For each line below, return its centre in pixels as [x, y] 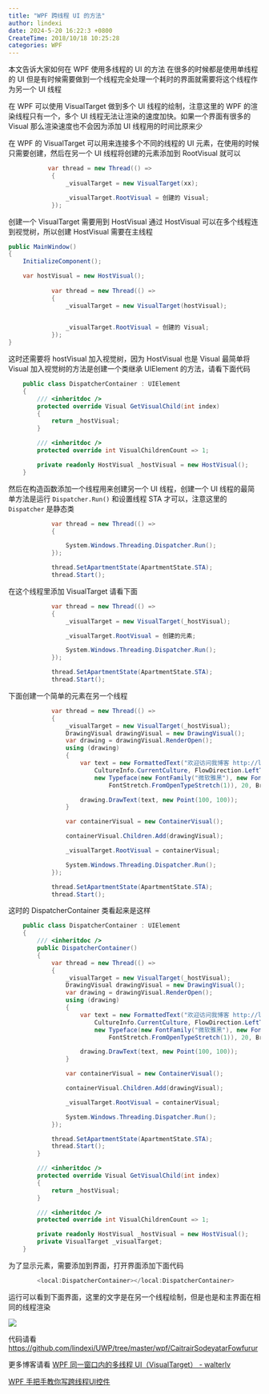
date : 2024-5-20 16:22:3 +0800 [60, 30]
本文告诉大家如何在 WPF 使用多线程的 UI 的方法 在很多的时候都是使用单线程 [133, 70]
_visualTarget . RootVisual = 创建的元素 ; [130, 636]
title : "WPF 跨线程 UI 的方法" [57, 16]
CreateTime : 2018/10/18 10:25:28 [64, 38]
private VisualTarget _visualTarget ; [100, 1242]
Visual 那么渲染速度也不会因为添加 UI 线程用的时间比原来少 [105, 126]
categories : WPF [35, 46]
